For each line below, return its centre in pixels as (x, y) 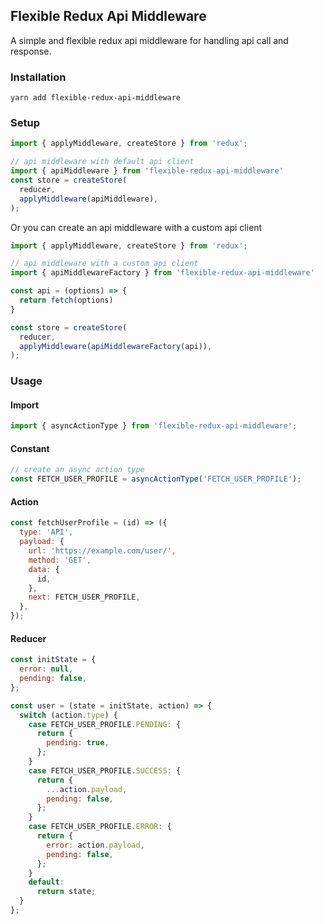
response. (31, 51)
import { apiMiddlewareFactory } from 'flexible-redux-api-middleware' (162, 273)
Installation (38, 77)
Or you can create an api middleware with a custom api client (136, 227)
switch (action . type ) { (68, 715)
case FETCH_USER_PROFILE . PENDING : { (105, 724)
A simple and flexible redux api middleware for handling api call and (149, 40)
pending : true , (78, 743)
